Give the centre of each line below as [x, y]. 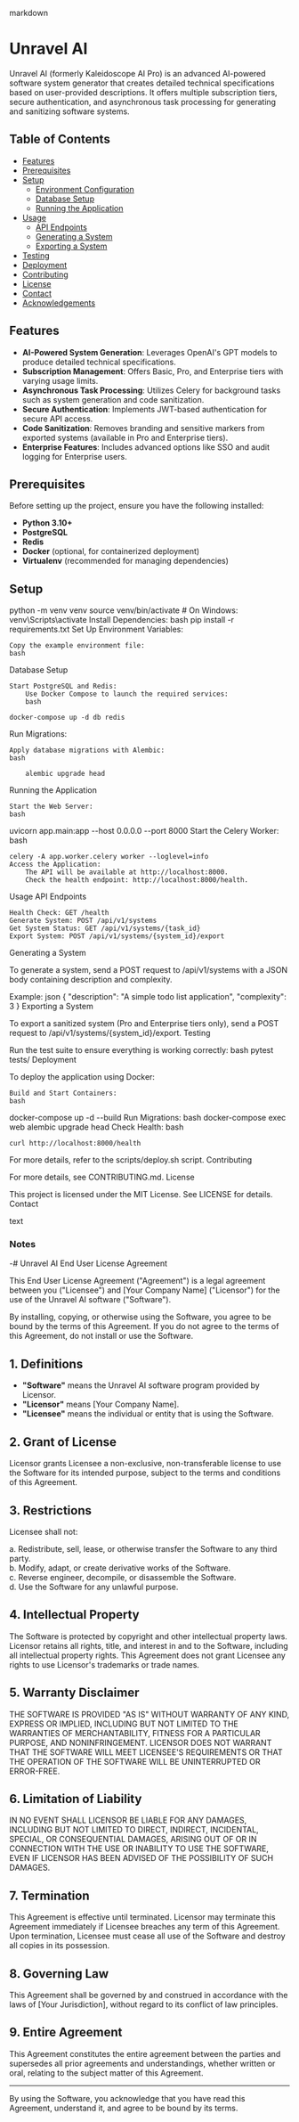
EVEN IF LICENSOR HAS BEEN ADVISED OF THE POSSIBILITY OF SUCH [141, 1858]
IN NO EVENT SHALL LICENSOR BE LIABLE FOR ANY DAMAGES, [128, 1820]
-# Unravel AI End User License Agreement [88, 1263]
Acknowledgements [59, 303]
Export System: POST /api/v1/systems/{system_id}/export [117, 936]
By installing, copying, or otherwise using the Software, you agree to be [140, 1317]
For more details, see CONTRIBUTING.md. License [102, 1177]
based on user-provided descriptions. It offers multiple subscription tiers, [143, 92]
